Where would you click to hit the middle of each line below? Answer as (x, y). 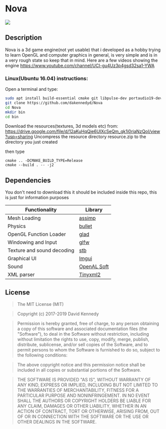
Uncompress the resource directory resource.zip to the (90, 137)
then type (15, 151)
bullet (85, 226)
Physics (17, 226)
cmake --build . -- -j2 (30, 165)
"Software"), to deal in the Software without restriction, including (83, 334)
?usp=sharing (19, 137)
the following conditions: (42, 355)
